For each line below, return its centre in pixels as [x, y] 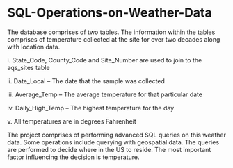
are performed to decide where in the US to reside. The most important [109, 149]
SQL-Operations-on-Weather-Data [110, 13]
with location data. [34, 47]
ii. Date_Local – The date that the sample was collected [86, 81]
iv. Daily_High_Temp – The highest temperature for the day [91, 108]
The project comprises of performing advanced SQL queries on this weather [117, 135]
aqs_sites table [29, 67]
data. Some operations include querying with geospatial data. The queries [113, 142]
